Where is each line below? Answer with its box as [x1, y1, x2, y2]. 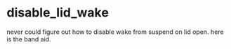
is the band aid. [6, 35, 51, 43]
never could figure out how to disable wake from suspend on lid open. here [6, 28, 224, 36]
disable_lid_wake [6, 5, 110, 21]
